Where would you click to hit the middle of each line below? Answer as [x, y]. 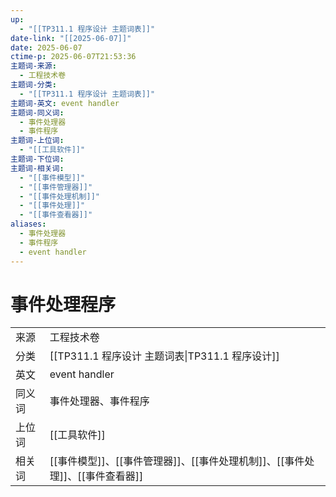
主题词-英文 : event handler [65, 103]
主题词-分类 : [33, 85]
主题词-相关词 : [37, 168]
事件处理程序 [63, 304]
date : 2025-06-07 [46, 47]
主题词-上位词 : [37, 141]
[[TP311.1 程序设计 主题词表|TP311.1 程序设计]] [164, 356]
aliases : [28, 224]
